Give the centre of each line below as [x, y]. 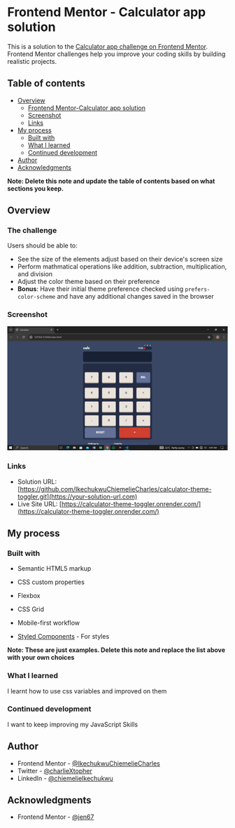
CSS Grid [30, 609]
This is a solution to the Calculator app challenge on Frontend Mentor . [108, 46]
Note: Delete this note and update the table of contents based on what [111, 181]
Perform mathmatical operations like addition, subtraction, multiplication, [122, 266]
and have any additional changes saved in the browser [136, 297]
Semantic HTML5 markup [54, 569]
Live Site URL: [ [40, 504]
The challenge [32, 231]
